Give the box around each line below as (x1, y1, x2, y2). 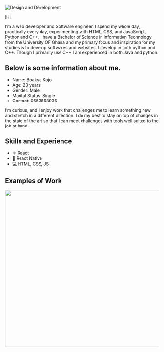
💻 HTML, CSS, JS (12, 161, 49, 167)
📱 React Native (12, 155, 42, 161)
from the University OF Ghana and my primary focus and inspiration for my (5, 39, 155, 45)
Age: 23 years (12, 82, 41, 88)
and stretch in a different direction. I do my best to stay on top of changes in (5, 112, 158, 118)
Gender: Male (12, 87, 40, 93)
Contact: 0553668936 (12, 98, 57, 103)
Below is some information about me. (5, 64, 121, 72)
